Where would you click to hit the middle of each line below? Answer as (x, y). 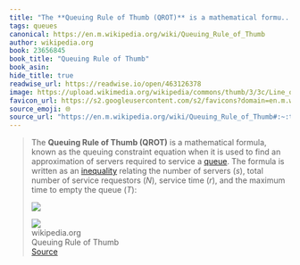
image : (21, 92)
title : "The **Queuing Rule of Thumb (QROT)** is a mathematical (133, 17)
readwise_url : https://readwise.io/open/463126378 (105, 84)
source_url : (31, 117)
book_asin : (29, 68)
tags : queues (33, 26)
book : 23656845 (37, 51)
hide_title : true (42, 76)
